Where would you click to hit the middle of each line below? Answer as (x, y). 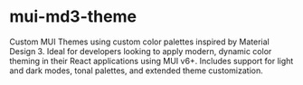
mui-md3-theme (73, 17)
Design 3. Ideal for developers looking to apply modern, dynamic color (141, 51)
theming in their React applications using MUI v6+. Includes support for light (151, 61)
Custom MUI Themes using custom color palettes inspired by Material (139, 42)
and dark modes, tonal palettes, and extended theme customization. (137, 71)
